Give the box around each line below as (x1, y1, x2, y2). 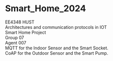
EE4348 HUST (5, 19, 34, 25)
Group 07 (5, 35, 25, 41)
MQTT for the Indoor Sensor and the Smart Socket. (5, 45, 109, 51)
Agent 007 (5, 40, 27, 45)
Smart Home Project (5, 29, 46, 35)
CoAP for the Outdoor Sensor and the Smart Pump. (5, 50, 109, 56)
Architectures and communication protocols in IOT (5, 24, 107, 30)
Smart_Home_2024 (5, 3, 86, 14)
